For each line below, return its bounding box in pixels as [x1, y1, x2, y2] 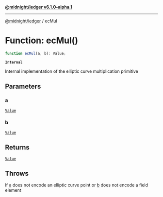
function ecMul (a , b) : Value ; [5, 51, 66, 56]
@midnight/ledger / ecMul [5, 18, 57, 24]
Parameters [5, 82, 41, 91]
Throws [5, 169, 29, 178]
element [5, 187, 21, 193]
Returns [5, 143, 30, 152]
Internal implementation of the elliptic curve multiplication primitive [5, 68, 138, 74]
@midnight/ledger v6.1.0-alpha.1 [5, 4, 73, 10]
